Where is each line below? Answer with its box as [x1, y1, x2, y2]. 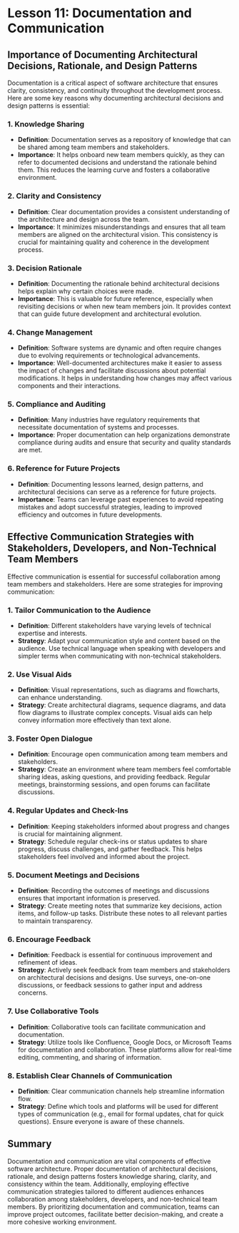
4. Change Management [7, 327, 93, 337]
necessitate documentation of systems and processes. [17, 423, 180, 432]
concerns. [17, 988, 48, 997]
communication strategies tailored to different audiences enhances [7, 1187, 205, 1196]
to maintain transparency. [17, 917, 93, 925]
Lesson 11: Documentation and [7, 5, 193, 21]
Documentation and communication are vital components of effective [7, 1157, 211, 1165]
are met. [17, 446, 43, 455]
